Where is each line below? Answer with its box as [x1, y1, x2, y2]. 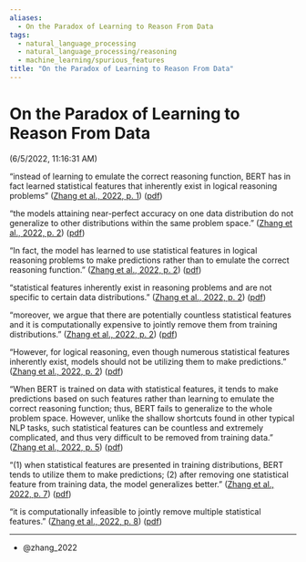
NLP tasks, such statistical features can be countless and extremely [9, 421, 264, 433]
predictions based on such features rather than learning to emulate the [9, 393, 275, 404]
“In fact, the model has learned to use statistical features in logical [9, 245, 258, 255]
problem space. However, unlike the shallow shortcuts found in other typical [9, 412, 295, 423]
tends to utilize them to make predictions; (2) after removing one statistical [9, 469, 289, 480]
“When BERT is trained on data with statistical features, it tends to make [9, 383, 280, 394]
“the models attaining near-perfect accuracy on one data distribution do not [9, 207, 294, 219]
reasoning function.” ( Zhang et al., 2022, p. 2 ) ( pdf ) [9, 264, 202, 275]
